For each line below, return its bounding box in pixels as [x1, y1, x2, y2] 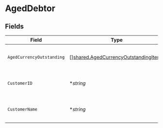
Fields [5, 22, 24, 31]
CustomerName [7, 107, 38, 112]
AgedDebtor [5, 3, 56, 14]
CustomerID [7, 80, 33, 86]
